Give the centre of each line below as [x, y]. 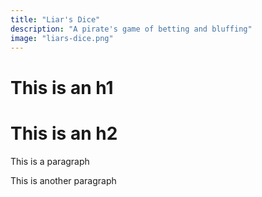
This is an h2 [64, 133]
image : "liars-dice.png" [62, 38]
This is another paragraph [63, 180]
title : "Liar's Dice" [55, 19]
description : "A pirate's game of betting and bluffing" [131, 29]
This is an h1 [62, 87]
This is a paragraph [50, 161]
